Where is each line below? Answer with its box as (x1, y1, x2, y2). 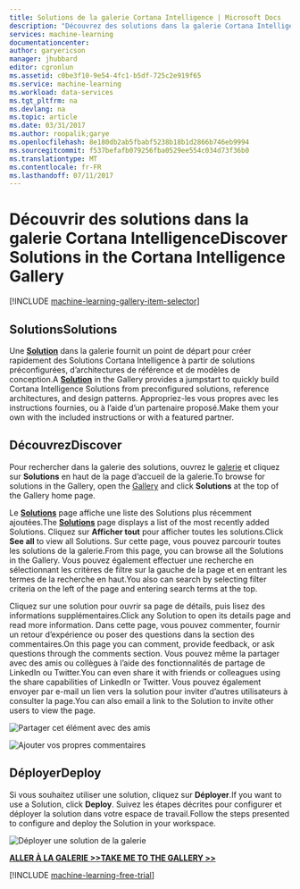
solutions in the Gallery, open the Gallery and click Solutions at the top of (9, 480, 279, 491)
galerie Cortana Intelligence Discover (9, 229, 288, 248)
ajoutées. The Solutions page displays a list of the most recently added (9, 516, 270, 527)
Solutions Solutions (9, 322, 118, 337)
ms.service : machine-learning (9, 80, 122, 88)
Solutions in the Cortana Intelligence (9, 247, 286, 268)
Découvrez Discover (9, 438, 122, 453)
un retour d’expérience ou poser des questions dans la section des (9, 629, 255, 640)
